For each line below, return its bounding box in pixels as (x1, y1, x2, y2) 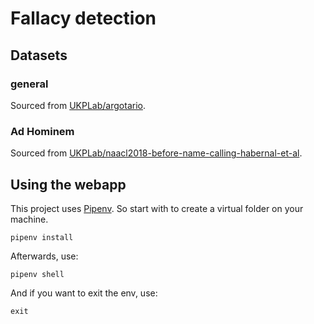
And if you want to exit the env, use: (10, 287, 158, 299)
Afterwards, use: (10, 250, 79, 262)
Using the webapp (10, 176, 127, 193)
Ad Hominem (10, 124, 75, 138)
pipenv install (10, 232, 74, 242)
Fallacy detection (10, 7, 157, 30)
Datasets (10, 47, 68, 64)
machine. (10, 213, 49, 225)
